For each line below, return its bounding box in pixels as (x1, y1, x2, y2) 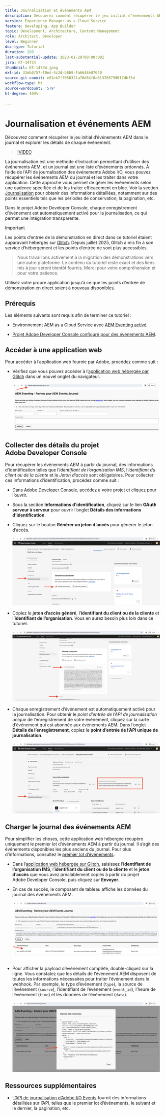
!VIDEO (17, 149, 32, 155)
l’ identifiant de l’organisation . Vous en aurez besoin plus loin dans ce (12, 615, 154, 621)
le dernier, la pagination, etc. (12, 1105, 70, 1111)
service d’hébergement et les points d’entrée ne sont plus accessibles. (5, 245, 148, 251)
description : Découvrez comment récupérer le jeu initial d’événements (5, 13, 155, 18)
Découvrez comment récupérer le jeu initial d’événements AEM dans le (5, 135, 148, 140)
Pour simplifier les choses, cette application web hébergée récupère (5, 836, 143, 842)
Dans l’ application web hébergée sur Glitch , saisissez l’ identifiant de (12, 861, 151, 867)
